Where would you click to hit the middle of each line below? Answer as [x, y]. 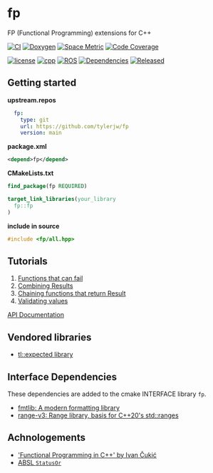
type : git [35, 120]
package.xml [27, 147]
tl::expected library [45, 355]
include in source [33, 226]
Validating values [43, 301]
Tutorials [27, 261]
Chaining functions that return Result [72, 293]
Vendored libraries [50, 337]
